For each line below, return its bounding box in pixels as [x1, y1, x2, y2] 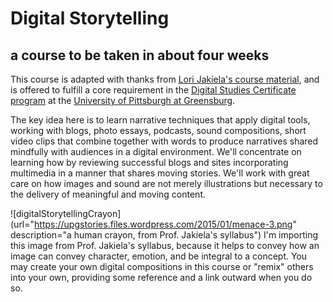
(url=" [10, 218, 35, 230]
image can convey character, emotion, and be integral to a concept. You [10, 250, 308, 262]
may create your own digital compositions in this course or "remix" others [10, 261, 314, 272]
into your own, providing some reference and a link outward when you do [10, 272, 313, 283]
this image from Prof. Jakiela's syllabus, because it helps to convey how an [10, 240, 320, 251]
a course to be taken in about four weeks [10, 47, 270, 64]
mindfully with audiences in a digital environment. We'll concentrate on [10, 146, 302, 157]
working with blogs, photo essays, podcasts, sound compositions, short [10, 125, 307, 136]
